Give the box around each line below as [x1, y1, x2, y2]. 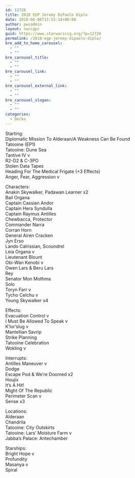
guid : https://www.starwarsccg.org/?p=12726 [5, 31, 101, 36]
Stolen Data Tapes [5, 163, 44, 169]
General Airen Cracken [5, 232, 53, 238]
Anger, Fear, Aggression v [5, 174, 60, 180]
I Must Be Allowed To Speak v [5, 318, 68, 324]
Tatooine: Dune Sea [5, 146, 47, 153]
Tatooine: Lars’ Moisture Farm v [5, 430, 72, 436]
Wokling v [5, 345, 26, 351]
